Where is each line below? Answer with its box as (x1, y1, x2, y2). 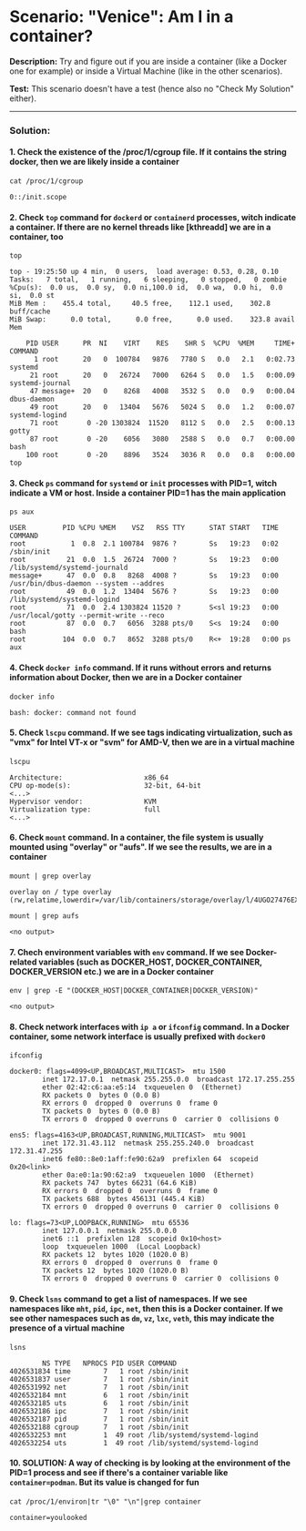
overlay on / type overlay (9, 888, 112, 897)
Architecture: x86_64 (9, 772, 169, 782)
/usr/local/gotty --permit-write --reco (9, 611, 166, 620)
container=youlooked (9, 1513, 88, 1522)
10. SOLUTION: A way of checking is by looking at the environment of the (9, 1457, 291, 1468)
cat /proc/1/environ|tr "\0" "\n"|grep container (9, 1496, 202, 1506)
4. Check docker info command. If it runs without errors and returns (9, 662, 271, 673)
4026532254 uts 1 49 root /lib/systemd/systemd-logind (9, 1438, 259, 1447)
